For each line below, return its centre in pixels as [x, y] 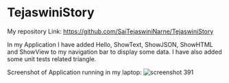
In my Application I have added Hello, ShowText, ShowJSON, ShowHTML [110, 44]
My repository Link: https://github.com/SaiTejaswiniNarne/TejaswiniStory [110, 31]
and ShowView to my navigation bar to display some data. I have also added [115, 52]
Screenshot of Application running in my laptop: [74, 72]
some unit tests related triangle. [52, 59]
